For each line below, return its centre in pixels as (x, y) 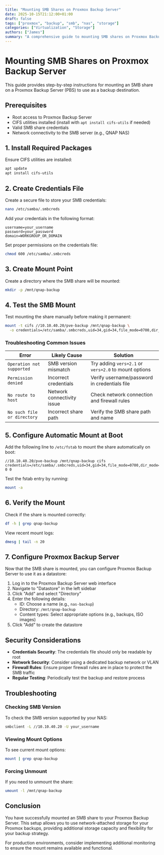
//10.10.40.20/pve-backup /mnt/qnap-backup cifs (55, 461)
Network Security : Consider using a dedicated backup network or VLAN (85, 662)
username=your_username (29, 227)
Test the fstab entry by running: (37, 479)
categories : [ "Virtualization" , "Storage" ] (50, 28)
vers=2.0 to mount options (121, 370)
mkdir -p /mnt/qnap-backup (32, 290)
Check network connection (122, 395)
